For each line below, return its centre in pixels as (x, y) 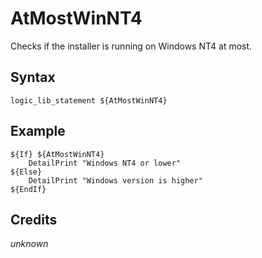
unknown (29, 244)
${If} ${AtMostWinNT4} (57, 154)
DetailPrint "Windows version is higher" (115, 180)
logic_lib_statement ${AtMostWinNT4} (89, 100)
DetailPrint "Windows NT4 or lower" (105, 163)
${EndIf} (28, 189)
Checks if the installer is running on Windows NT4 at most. (131, 46)
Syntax (33, 77)
